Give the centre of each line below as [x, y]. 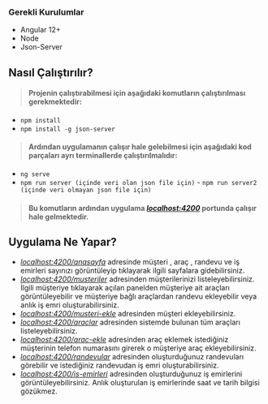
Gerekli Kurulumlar [46, 12]
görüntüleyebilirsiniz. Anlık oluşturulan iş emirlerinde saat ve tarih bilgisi [140, 382]
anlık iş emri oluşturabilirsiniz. [69, 305]
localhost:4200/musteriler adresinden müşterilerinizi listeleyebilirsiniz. [137, 279]
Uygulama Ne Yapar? [63, 242]
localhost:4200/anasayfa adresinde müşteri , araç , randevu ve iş [130, 261]
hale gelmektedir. [58, 217]
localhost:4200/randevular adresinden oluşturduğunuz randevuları [132, 356]
